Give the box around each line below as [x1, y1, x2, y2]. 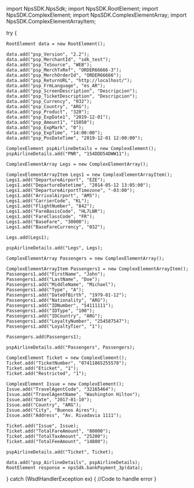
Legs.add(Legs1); [6, 234, 50, 240]
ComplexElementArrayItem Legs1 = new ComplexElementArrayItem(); [6, 172, 172, 178]
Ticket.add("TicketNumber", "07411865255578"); [6, 360, 128, 366]
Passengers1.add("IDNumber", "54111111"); [6, 303, 114, 309]
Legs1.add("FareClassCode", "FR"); [6, 213, 95, 219]
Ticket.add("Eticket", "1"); [6, 365, 79, 371]
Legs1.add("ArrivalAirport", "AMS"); [6, 193, 101, 199]
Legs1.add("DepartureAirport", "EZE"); [6, 177, 106, 183]
